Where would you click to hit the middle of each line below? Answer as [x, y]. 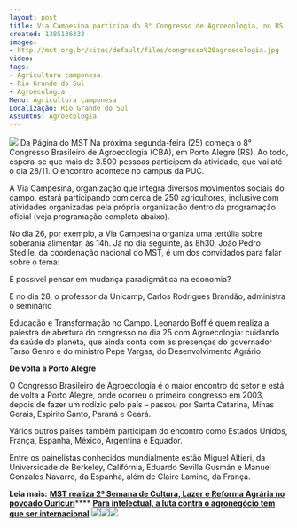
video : [21, 59]
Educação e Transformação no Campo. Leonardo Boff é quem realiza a [139, 323]
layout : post [33, 17]
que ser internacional [50, 514]
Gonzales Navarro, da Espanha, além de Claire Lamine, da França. [130, 477]
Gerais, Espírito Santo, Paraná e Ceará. [80, 414]
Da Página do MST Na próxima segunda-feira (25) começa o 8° [136, 143]
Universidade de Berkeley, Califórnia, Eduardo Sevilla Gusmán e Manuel [141, 468]
